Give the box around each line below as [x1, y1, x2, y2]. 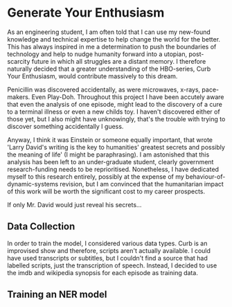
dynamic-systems [7, 179, 59, 188]
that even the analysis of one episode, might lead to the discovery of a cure [7, 100, 223, 108]
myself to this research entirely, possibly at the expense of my [7, 172, 185, 181]
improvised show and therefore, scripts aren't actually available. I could [7, 246, 211, 254]
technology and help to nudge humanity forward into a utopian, [7, 50, 188, 58]
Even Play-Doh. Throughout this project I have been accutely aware [31, 92, 224, 101]
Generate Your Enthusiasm [7, 5, 165, 21]
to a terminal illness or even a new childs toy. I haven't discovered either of [7, 107, 220, 116]
